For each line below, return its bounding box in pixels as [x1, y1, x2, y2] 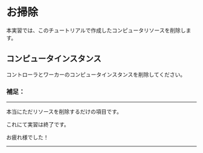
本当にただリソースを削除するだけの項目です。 [6, 108, 122, 116]
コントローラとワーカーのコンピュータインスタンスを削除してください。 [6, 71, 186, 78]
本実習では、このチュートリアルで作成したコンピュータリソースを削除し [6, 27, 186, 34]
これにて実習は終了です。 [6, 121, 69, 128]
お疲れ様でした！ [6, 134, 49, 141]
